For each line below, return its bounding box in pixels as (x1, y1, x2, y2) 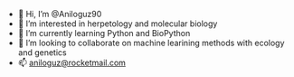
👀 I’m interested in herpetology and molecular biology (17, 18, 218, 29)
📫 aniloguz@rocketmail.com (17, 57, 127, 68)
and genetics (17, 47, 67, 58)
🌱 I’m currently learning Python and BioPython (17, 28, 191, 38)
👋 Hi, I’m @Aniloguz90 (17, 9, 102, 19)
